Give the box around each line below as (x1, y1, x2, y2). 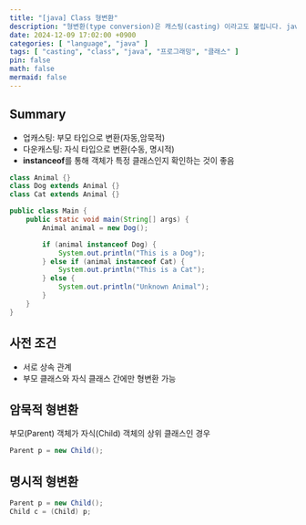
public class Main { (9, 206, 88, 215)
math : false (9, 65, 55, 74)
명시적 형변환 (9, 474, 79, 489)
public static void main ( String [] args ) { (25, 215, 189, 225)
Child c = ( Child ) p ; (9, 507, 92, 516)
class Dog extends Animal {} (9, 182, 120, 191)
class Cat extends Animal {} (9, 190, 120, 199)
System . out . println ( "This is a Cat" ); (57, 266, 206, 275)
